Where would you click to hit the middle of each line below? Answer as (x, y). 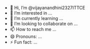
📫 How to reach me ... (33, 29)
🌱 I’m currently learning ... (36, 18)
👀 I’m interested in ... (31, 13)
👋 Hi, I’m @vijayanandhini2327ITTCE (47, 8)
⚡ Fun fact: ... (23, 42)
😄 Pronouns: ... (26, 36)
